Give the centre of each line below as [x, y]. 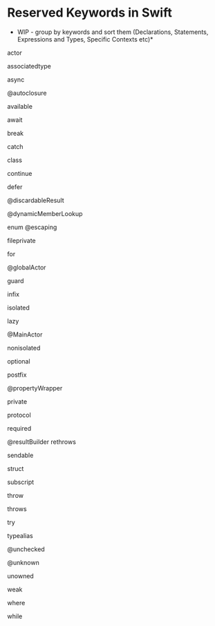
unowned [21, 575]
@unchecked [26, 549]
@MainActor [25, 334]
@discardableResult [36, 200]
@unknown [23, 562]
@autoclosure [27, 93]
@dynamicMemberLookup [45, 213]
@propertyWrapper [35, 388]
